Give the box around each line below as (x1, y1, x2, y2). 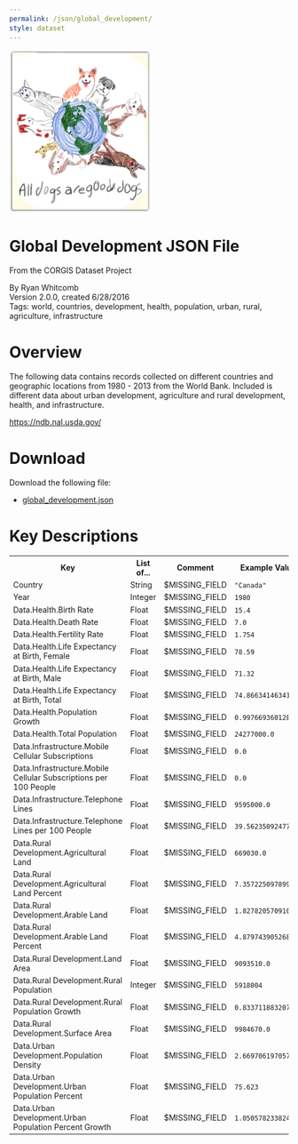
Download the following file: (9, 477, 112, 488)
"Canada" (234, 581, 267, 590)
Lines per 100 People (12, 825, 92, 836)
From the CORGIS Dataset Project (9, 265, 132, 276)
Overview (9, 342, 82, 362)
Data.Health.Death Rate (12, 616, 99, 627)
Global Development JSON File (9, 236, 240, 256)
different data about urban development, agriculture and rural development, (9, 390, 286, 401)
